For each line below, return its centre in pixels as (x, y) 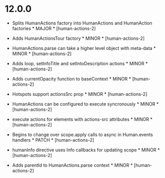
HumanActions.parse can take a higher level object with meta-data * (84, 48)
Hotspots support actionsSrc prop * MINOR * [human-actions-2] (80, 94)
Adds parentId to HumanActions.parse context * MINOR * (72, 165)
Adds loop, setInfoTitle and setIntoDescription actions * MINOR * (80, 63)
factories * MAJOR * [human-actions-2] (54, 28)
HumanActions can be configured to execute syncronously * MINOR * (85, 104)
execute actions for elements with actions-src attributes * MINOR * (82, 119)
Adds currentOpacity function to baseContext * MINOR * (72, 79)
